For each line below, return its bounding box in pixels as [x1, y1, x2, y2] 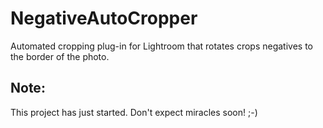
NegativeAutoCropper [10, 7, 198, 30]
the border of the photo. [10, 50, 110, 62]
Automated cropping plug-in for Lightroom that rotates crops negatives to [10, 40, 314, 52]
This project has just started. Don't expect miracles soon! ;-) [10, 106, 258, 118]
